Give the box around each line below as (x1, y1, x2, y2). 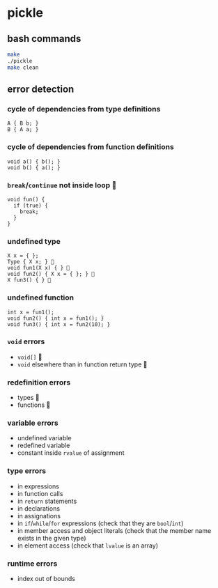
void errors (7, 336, 45, 346)
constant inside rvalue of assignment (17, 449, 125, 457)
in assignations (17, 511, 61, 520)
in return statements (17, 497, 77, 505)
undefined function (7, 293, 75, 302)
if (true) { (13, 202, 49, 209)
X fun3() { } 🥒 (7, 277, 52, 284)
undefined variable (17, 434, 72, 442)
